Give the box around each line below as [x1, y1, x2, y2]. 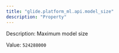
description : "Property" [6, 14, 67, 20]
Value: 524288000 [6, 41, 47, 48]
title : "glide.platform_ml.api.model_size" [6, 8, 114, 15]
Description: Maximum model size [6, 30, 89, 37]
